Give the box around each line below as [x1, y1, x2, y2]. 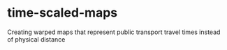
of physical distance [7, 35, 66, 43]
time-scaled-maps [7, 5, 118, 21]
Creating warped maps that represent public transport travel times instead [7, 28, 221, 36]
